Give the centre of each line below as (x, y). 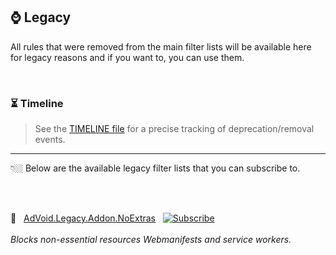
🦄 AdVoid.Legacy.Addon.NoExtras (83, 218)
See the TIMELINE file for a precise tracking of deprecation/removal (174, 129)
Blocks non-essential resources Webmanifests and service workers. (151, 240)
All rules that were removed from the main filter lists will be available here (161, 46)
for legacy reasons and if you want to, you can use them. (127, 57)
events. (50, 140)
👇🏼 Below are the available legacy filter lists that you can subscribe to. (155, 168)
